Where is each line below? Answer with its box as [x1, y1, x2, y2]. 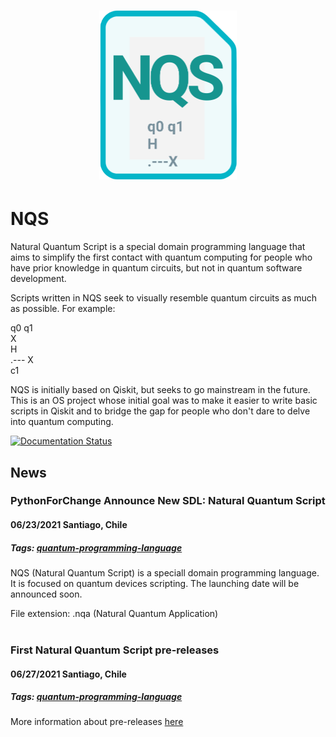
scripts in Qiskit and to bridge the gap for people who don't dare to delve [10, 405, 311, 417]
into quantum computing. [10, 416, 114, 428]
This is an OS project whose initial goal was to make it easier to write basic [10, 395, 318, 407]
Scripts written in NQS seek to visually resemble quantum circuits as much [10, 292, 318, 304]
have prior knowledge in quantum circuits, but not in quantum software [10, 262, 303, 274]
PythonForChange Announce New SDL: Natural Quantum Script [10, 494, 326, 508]
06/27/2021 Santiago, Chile [10, 668, 127, 680]
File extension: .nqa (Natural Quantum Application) [10, 608, 219, 619]
